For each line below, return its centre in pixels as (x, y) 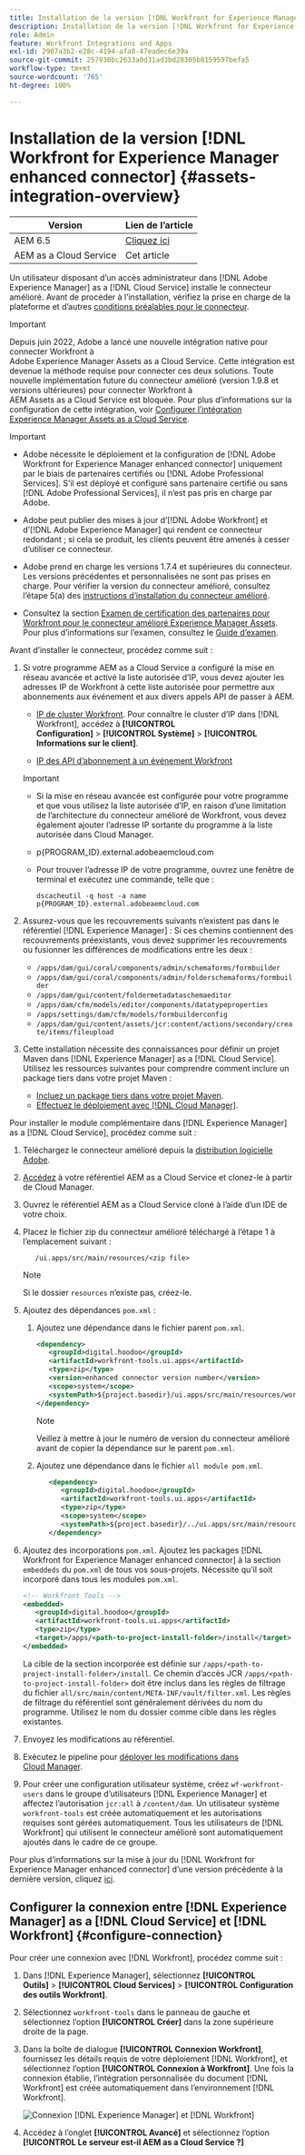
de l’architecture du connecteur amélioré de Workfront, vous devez (162, 815)
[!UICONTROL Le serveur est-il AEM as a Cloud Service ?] (133, 2142)
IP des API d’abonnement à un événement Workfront (134, 760)
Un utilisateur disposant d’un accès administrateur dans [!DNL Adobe (138, 277)
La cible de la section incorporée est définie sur (112, 1664)
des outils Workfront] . (65, 1994)
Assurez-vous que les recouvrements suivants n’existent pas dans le (151, 920)
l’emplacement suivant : (67, 1241)
